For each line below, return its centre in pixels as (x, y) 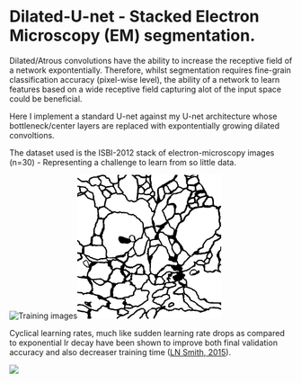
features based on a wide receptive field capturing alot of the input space (145, 89)
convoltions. (32, 135)
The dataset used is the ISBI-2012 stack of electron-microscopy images (142, 152)
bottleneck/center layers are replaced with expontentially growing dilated (145, 125)
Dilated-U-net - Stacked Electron (134, 17)
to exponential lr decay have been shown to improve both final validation (144, 343)
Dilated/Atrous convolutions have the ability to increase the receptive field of (151, 60)
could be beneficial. (46, 98)
